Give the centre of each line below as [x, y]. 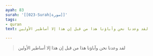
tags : [11, 19]
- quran [14, 24]
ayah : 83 [15, 10]
